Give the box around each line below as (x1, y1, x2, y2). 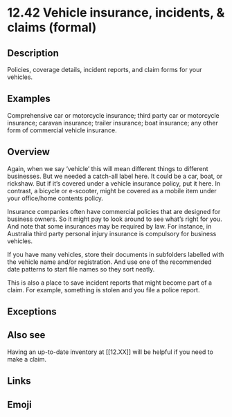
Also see (7, 329, 46, 341)
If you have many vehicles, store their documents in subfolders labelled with (7, 250, 224, 258)
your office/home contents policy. (7, 194, 104, 202)
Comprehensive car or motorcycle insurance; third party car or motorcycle (7, 111, 220, 119)
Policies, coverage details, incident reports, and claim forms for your (7, 66, 202, 73)
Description (7, 47, 59, 59)
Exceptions (7, 306, 57, 318)
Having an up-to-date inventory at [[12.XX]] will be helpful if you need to (7, 348, 213, 356)
